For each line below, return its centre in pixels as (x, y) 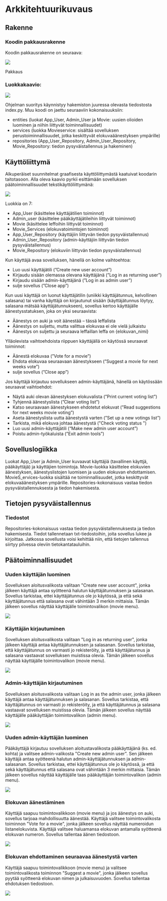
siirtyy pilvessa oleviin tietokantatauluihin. (48, 544)
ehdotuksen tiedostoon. (29, 884)
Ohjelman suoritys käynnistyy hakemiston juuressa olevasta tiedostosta (79, 105)
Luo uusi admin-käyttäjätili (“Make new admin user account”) (75, 428)
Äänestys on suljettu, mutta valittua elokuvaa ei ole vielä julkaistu (79, 326)
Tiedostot (17, 518)
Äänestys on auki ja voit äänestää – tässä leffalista (64, 321)
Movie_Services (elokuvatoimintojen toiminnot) (60, 229)
